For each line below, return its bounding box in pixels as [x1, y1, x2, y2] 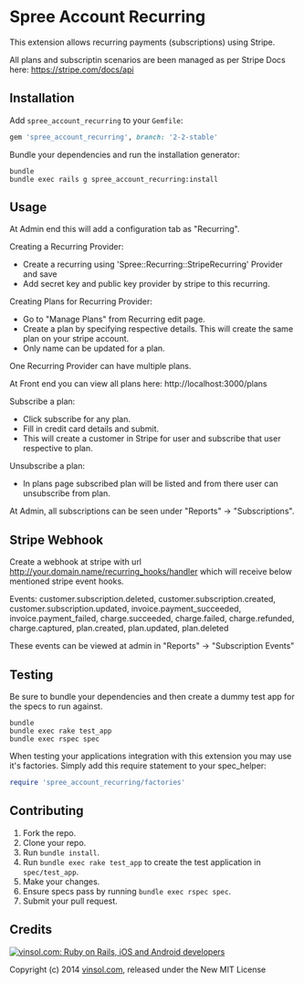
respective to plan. [22, 443, 93, 454]
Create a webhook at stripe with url [9, 556, 142, 567]
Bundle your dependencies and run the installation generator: [9, 149, 240, 160]
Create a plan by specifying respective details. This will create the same [22, 323, 294, 334]
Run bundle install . [22, 847, 100, 858]
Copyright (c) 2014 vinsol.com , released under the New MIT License [9, 964, 267, 975]
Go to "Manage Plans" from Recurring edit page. [22, 313, 205, 325]
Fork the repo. [22, 827, 77, 838]
